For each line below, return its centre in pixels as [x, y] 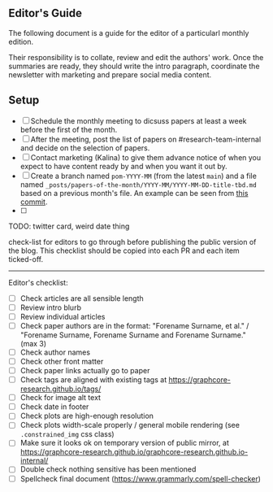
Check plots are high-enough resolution [87, 416]
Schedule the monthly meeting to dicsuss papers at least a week [139, 120]
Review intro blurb [50, 307]
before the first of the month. [69, 129]
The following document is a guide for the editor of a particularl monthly [129, 33]
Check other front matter [62, 361]
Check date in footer [54, 407]
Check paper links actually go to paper [85, 370]
